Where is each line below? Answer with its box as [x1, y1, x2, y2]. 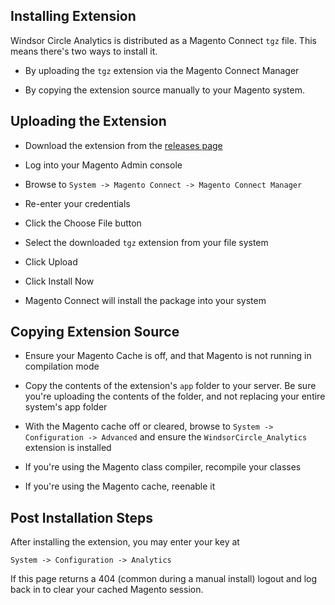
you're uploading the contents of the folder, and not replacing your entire [24, 390, 326, 403]
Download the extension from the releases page [24, 139, 223, 151]
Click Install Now [24, 275, 95, 287]
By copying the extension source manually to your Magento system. [24, 84, 305, 96]
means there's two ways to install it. [10, 45, 158, 57]
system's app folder [24, 401, 108, 413]
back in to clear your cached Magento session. [10, 584, 204, 596]
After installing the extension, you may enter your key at [10, 536, 240, 548]
